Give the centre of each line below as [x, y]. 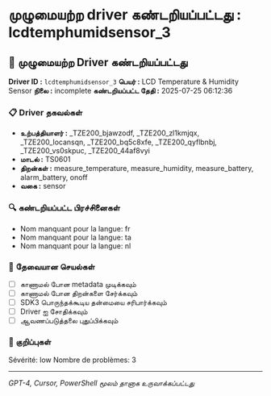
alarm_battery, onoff [54, 177]
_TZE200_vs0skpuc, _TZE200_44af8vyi [85, 151]
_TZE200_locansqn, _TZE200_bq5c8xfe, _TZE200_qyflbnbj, [119, 142]
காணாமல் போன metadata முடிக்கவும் [78, 284]
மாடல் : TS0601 [45, 160]
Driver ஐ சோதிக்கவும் [54, 311]
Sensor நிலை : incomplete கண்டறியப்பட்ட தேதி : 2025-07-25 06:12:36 [121, 91]
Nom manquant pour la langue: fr [75, 228]
